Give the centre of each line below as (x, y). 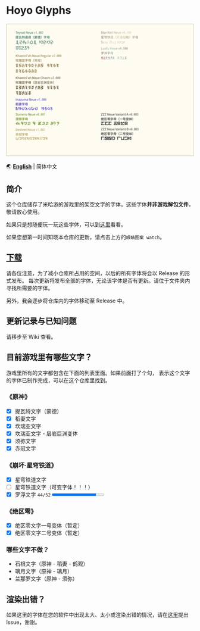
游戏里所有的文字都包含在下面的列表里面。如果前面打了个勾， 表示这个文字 (98, 373)
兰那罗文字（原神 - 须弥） (46, 579)
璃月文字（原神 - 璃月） (44, 571)
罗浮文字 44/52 (33, 494)
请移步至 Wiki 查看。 (31, 336)
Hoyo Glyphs (39, 10)
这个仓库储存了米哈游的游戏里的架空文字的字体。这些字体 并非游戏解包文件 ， (100, 204)
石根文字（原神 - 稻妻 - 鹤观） (51, 564)
